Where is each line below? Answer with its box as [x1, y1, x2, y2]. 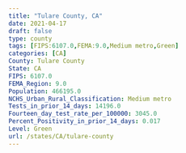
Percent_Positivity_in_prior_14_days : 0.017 [8, 117, 161, 125]
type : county [8, 34, 53, 43]
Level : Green [8, 125, 53, 133]
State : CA [8, 65, 42, 73]
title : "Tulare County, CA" [8, 11, 104, 20]
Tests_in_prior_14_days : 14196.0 [8, 102, 121, 110]
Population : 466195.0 [8, 87, 82, 96]
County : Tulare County [8, 57, 85, 66]
